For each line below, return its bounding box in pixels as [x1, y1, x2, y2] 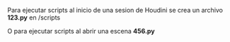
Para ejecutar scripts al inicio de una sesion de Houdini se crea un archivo [7, 6, 224, 14]
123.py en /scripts [7, 13, 61, 22]
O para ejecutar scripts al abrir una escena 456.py [7, 27, 155, 35]
